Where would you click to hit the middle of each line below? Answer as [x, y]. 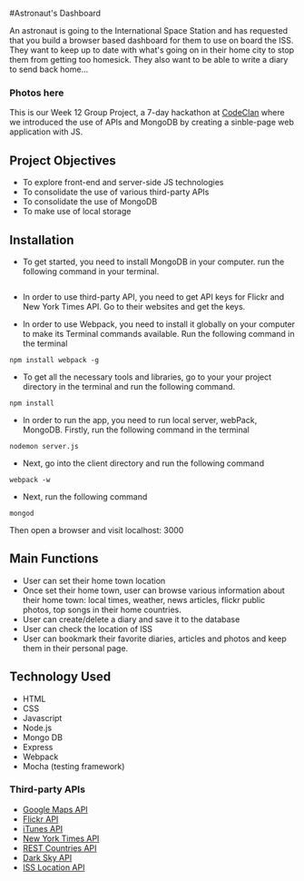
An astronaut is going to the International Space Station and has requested [149, 30]
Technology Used [60, 677]
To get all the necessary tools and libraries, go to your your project [147, 377]
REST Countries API [59, 847]
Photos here [37, 93]
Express [38, 747]
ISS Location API [54, 867]
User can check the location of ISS [87, 629]
